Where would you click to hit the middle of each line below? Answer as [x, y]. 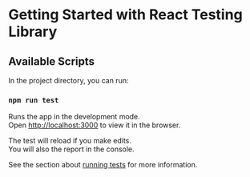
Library [33, 32]
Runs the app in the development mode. [74, 117]
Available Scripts [51, 61]
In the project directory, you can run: [69, 80]
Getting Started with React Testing [125, 15]
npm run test [34, 100]
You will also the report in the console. [71, 149]
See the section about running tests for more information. [103, 165]
